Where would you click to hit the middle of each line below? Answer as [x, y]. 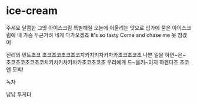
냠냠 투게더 [19, 94]
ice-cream [32, 11]
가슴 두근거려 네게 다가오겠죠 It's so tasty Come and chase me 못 [100, 35]
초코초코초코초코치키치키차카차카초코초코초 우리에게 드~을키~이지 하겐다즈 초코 [98, 62]
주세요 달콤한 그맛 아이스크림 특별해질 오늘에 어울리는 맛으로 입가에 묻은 [89, 28]
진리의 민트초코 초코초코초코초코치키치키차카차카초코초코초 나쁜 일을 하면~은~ [96, 54]
